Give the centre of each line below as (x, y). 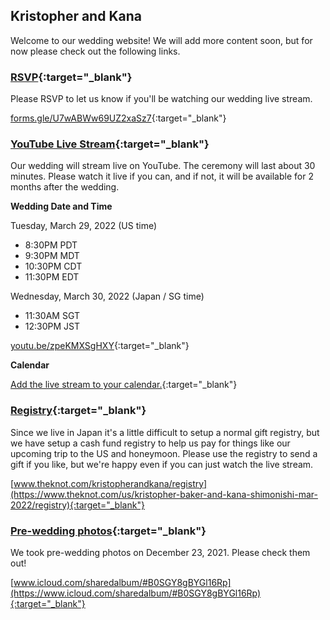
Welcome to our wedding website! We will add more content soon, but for (161, 40)
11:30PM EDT (52, 277)
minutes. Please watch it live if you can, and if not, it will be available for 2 (162, 176)
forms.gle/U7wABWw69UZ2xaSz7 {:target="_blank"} (118, 118)
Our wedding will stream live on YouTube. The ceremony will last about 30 (163, 166)
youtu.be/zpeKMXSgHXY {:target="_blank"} (100, 346)
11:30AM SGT (52, 316)
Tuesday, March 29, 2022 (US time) (84, 226)
